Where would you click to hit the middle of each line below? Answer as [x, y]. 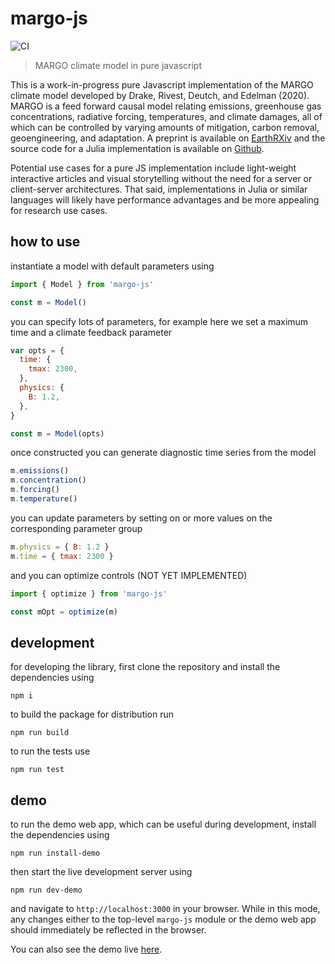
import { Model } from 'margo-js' [82, 284]
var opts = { [37, 350]
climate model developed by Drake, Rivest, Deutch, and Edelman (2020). [160, 95]
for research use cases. [59, 210]
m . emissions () [40, 471]
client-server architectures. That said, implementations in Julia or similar [159, 189]
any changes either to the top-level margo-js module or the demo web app [163, 919]
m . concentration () [48, 480]
